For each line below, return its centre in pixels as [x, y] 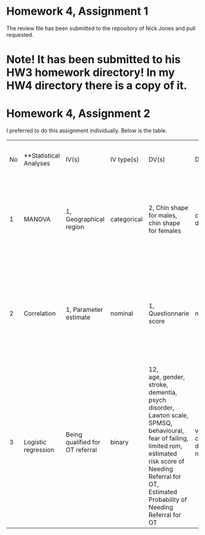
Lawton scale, [168, 415]
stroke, [159, 385]
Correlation [40, 314]
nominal [122, 314]
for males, [163, 216]
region [75, 227]
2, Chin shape [168, 208]
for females [165, 231]
